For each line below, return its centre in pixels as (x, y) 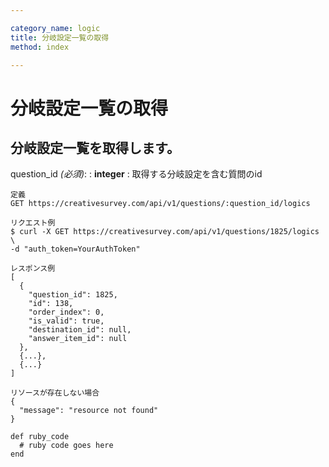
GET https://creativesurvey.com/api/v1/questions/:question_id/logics (160, 204)
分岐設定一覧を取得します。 (95, 147)
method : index (40, 47)
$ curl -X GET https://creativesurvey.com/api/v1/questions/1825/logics (165, 232)
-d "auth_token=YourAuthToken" (75, 249)
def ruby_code (40, 437)
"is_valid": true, (66, 321)
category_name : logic (55, 28)
